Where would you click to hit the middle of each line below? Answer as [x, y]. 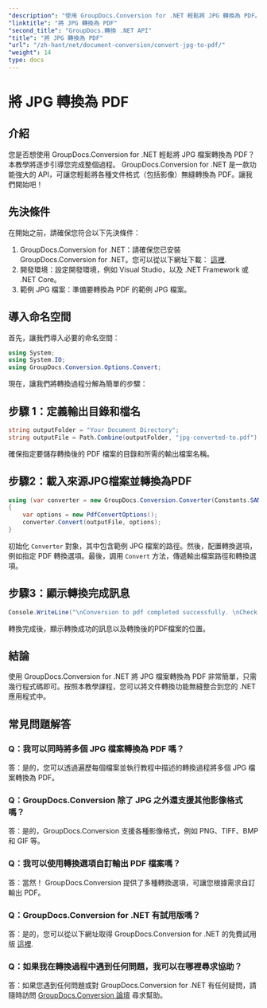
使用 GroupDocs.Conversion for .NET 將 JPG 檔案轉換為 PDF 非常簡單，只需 [132, 677]
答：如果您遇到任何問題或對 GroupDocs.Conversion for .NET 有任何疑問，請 [132, 986]
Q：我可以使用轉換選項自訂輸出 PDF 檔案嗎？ [95, 864]
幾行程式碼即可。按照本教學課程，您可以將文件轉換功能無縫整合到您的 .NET [132, 687]
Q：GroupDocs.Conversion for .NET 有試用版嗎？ [104, 915]
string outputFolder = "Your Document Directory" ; [94, 430]
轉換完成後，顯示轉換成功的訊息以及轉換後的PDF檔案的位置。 [109, 628]
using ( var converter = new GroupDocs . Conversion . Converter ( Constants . [129, 500]
